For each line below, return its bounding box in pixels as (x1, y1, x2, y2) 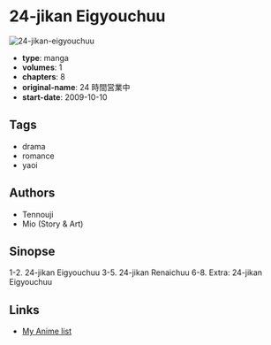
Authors (9, 186, 56, 201)
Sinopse (9, 243, 56, 258)
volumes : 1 (21, 62, 63, 73)
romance (21, 150, 55, 161)
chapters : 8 (21, 71, 66, 81)
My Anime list (21, 326, 72, 337)
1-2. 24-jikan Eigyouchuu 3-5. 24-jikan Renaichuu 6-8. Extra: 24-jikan (9, 267, 263, 278)
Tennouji (21, 209, 54, 219)
